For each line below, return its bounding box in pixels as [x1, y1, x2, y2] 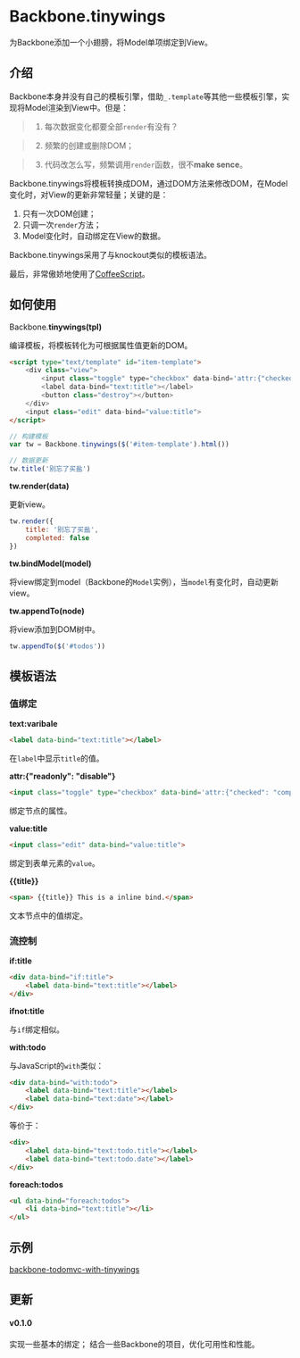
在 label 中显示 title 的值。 [9, 753, 104, 763]
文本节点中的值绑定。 [9, 910, 87, 921]
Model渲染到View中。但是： [24, 102, 129, 112]
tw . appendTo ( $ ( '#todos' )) [9, 641, 105, 651]
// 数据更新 [9, 456, 49, 465]
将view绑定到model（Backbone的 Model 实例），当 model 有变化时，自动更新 [9, 576, 279, 587]
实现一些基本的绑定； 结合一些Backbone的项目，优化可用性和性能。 [9, 1338, 261, 1349]
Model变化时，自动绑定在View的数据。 [21, 230, 166, 241]
